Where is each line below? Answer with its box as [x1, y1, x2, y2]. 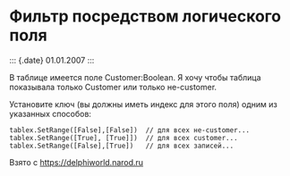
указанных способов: [9, 108, 92, 119]
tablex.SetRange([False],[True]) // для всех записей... [9, 141, 235, 150]
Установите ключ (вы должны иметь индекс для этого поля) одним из [9, 98, 277, 109]
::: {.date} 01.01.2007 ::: [9, 54, 95, 65]
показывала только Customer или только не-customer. [9, 81, 217, 92]
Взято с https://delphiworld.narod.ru [9, 156, 144, 167]
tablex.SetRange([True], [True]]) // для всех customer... [9, 133, 239, 142]
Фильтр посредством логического [9, 6, 282, 27]
